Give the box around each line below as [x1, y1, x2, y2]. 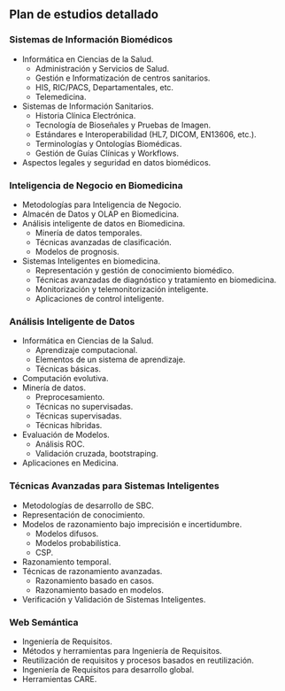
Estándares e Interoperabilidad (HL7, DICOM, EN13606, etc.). [35, 128, 257, 140]
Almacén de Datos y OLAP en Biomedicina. [21, 208, 180, 219]
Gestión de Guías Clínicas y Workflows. [35, 148, 180, 158]
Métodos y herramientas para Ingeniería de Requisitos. [21, 645, 223, 656]
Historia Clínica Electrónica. [35, 110, 136, 120]
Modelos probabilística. [35, 537, 121, 548]
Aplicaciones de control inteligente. [35, 293, 165, 303]
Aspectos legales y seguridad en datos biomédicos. [21, 157, 212, 167]
